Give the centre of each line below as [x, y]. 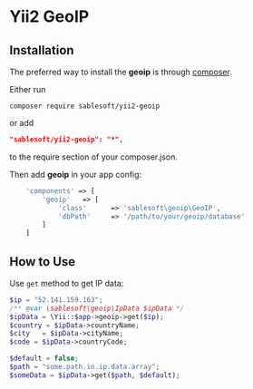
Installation [42, 50]
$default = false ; [44, 359]
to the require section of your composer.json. [94, 157]
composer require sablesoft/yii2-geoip [85, 106]
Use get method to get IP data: [67, 283]
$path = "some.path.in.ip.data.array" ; [85, 367]
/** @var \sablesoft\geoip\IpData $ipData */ [97, 308]
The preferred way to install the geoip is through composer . [121, 72]
